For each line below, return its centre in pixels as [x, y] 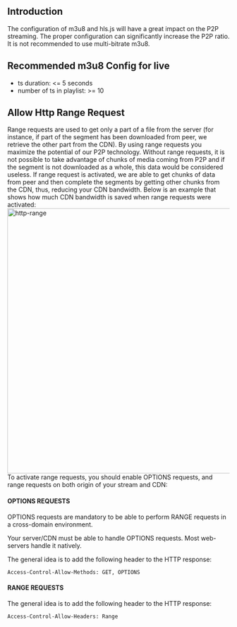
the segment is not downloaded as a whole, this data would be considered [115, 167]
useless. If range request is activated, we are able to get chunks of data [111, 175]
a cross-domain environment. [50, 524]
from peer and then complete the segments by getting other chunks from [114, 182]
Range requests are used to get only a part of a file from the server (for [110, 129]
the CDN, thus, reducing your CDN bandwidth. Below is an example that [112, 189]
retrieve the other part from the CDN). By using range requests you [105, 145]
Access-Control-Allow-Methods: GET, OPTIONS [74, 572]
